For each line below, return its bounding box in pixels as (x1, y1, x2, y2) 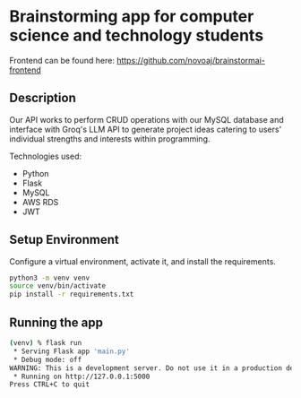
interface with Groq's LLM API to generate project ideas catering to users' (9, 124, 282, 134)
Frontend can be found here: (9, 55, 115, 65)
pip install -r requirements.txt (9, 290, 134, 299)
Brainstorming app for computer (9, 6, 254, 27)
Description (9, 91, 76, 106)
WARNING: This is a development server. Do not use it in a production (9, 363, 282, 373)
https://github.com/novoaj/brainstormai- (116, 55, 266, 65)
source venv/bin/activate (9, 281, 106, 290)
